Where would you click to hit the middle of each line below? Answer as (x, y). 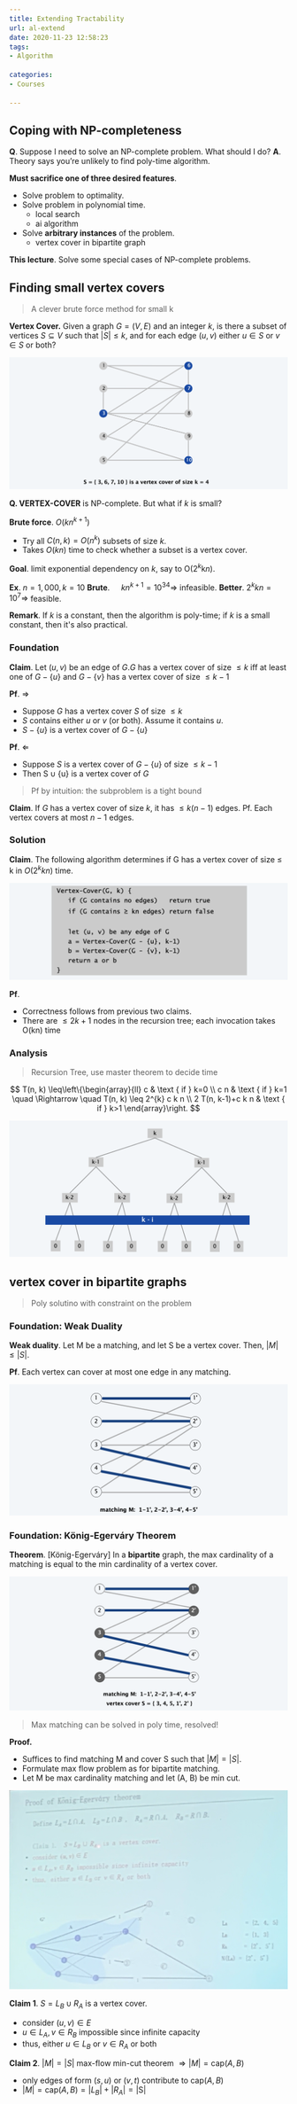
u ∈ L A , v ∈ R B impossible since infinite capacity (111, 2033)
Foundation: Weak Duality (66, 1326)
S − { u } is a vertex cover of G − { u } (85, 729)
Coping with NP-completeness (95, 131)
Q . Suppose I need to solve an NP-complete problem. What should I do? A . (145, 152)
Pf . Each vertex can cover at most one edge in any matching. (120, 1372)
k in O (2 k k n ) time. (41, 869)
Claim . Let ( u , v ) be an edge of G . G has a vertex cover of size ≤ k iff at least (148, 667)
